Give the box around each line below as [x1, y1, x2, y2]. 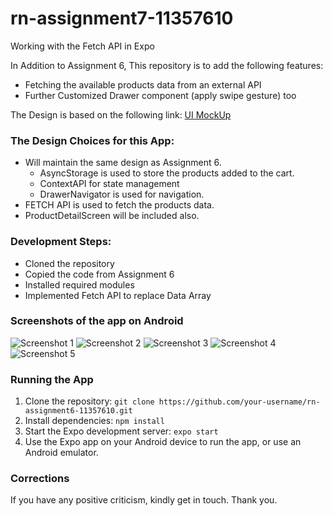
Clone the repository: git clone [24, 395, 155, 407]
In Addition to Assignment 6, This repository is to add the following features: [10, 59, 324, 71]
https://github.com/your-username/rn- [158, 397, 321, 407]
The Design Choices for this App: [10, 133, 175, 147]
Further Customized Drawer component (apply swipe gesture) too [24, 89, 297, 101]
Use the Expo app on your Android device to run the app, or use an [24, 436, 302, 448]
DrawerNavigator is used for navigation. [39, 188, 205, 201]
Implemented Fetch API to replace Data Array [24, 289, 212, 301]
